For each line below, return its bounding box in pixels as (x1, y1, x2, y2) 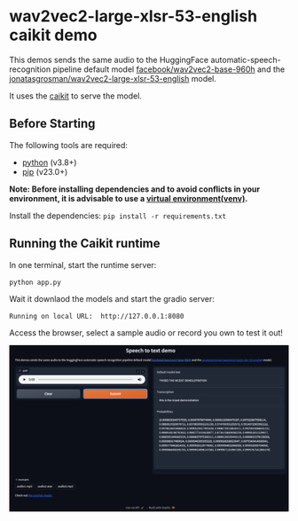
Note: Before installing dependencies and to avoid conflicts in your (9, 184, 260, 194)
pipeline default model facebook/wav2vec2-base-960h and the (52, 64, 286, 75)
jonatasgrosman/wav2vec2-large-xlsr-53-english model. (9, 73, 217, 83)
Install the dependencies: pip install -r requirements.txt (9, 210, 227, 221)
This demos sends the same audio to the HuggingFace (9, 54, 209, 65)
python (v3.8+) (21, 157, 77, 168)
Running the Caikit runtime (9, 236, 161, 251)
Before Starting (9, 116, 96, 131)
